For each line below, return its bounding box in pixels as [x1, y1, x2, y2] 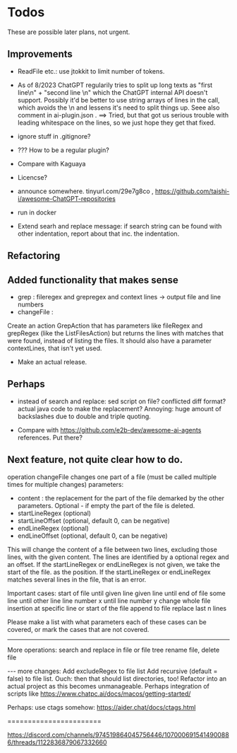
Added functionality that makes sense [7, 274, 178, 286]
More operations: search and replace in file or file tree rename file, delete [7, 645, 220, 654]
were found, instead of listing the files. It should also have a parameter [7, 336, 212, 345]
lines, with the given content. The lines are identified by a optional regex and [7, 553, 229, 561]
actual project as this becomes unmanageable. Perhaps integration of [7, 682, 209, 690]
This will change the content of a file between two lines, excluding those [7, 545, 217, 553]
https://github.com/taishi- [154, 187, 230, 195]
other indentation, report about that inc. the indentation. [17, 229, 180, 238]
